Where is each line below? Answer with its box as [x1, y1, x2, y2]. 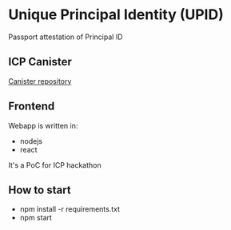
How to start [8, 183, 71, 196]
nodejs [19, 136, 42, 145]
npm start [19, 213, 52, 223]
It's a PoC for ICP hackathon [8, 160, 102, 169]
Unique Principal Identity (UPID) [8, 6, 224, 24]
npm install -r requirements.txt [19, 204, 121, 214]
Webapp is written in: [8, 121, 78, 130]
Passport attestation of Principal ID [8, 32, 123, 42]
